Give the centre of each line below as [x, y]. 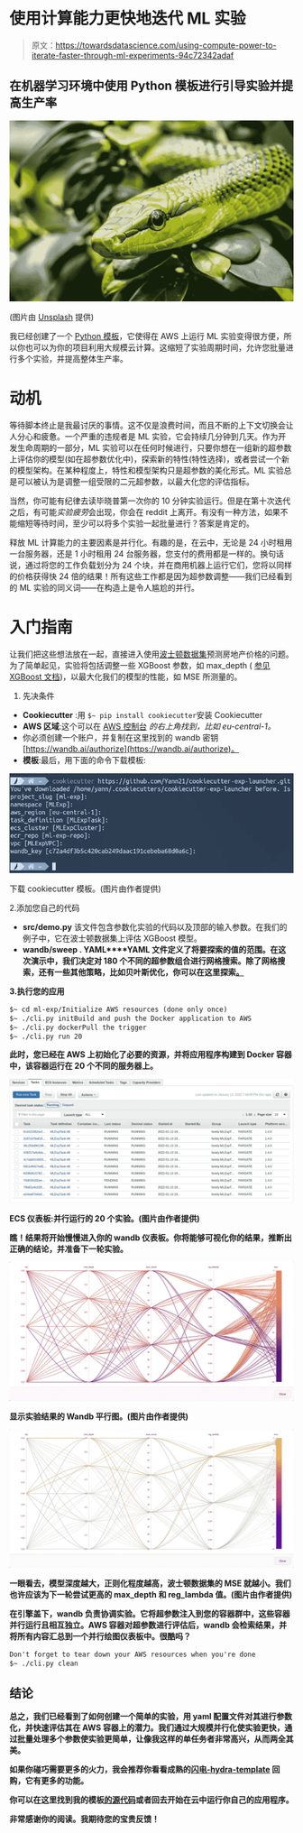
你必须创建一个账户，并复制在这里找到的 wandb [111, 737]
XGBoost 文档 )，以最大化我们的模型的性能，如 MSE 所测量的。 [126, 677]
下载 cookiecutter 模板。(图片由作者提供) [85, 889]
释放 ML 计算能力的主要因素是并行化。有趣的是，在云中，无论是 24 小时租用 [151, 542]
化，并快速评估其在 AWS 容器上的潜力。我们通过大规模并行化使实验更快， [147, 1727]
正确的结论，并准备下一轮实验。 [69, 1249]
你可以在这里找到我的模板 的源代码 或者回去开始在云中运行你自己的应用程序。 [151, 1800]
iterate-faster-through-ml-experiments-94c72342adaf [133, 55]
